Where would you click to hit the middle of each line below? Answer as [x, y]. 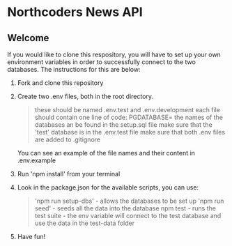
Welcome [28, 38]
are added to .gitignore [68, 139]
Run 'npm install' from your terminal [69, 174]
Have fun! [31, 237]
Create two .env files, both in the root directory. [85, 96]
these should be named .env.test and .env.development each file [127, 110]
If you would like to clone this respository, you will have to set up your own [114, 54]
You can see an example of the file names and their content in [106, 153]
